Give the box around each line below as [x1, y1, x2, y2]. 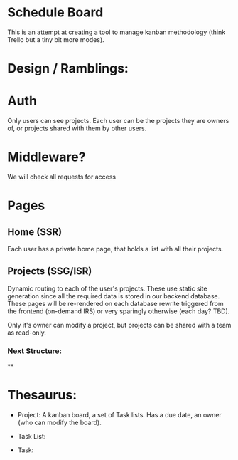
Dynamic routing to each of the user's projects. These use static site [7, 284, 207, 293]
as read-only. [7, 328, 46, 337]
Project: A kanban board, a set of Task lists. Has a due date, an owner [17, 411, 222, 419]
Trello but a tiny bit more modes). [7, 35, 104, 43]
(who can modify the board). [17, 418, 102, 427]
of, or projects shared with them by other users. [7, 124, 147, 132]
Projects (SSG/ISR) [7, 265, 92, 278]
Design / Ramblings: [7, 61, 129, 77]
